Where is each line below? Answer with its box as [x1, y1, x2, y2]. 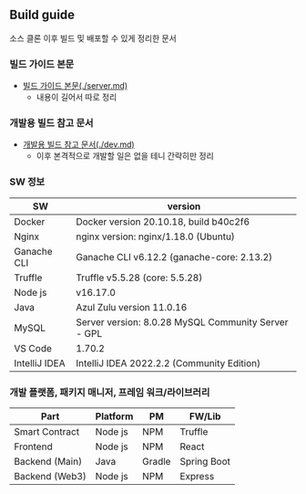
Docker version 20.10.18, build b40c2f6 [76, 215, 250, 227]
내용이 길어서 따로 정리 [36, 91, 117, 103]
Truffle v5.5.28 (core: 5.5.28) [76, 271, 203, 284]
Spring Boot [179, 456, 230, 468]
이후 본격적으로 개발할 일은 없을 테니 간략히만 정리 [36, 151, 214, 162]
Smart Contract [14, 426, 80, 437]
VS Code [14, 342, 53, 354]
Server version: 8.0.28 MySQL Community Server [76, 315, 289, 328]
